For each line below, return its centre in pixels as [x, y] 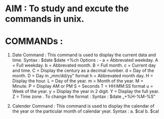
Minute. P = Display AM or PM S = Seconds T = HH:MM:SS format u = [82, 86]
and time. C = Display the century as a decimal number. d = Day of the [83, 71]
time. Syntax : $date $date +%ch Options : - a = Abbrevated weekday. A [85, 60]
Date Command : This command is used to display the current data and [84, 55]
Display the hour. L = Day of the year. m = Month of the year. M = [78, 81]
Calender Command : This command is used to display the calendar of [83, 106]
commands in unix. [45, 19]
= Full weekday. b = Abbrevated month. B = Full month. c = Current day [84, 65]
